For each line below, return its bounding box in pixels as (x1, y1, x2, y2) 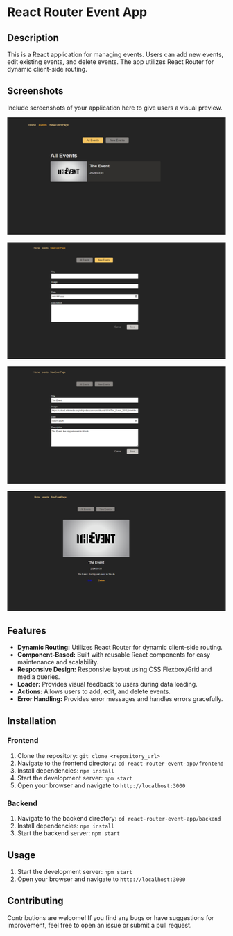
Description (7, 32, 59, 44)
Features (7, 625, 46, 637)
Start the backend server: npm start (17, 829, 120, 837)
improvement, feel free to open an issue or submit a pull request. (7, 921, 192, 929)
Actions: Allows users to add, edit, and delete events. (17, 687, 171, 696)
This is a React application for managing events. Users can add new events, (7, 50, 224, 58)
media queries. (17, 673, 60, 681)
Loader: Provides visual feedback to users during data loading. (17, 680, 198, 689)
